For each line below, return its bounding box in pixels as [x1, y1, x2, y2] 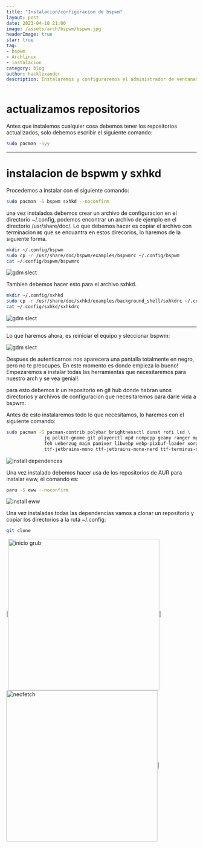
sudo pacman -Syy [6, 140, 50, 147]
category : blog [6, 65, 45, 71]
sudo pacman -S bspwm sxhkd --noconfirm [6, 198, 110, 205]
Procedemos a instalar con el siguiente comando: [6, 186, 129, 194]
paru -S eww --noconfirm [6, 487, 69, 493]
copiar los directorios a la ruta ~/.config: [6, 516, 106, 524]
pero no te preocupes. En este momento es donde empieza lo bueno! [6, 362, 179, 369]
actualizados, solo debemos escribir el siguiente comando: [6, 129, 153, 136]
